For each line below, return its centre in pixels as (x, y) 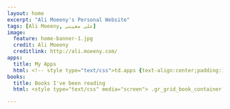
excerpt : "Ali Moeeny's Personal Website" (68, 20)
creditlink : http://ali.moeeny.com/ (65, 52)
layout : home (26, 13)
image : (16, 32)
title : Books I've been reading (60, 83)
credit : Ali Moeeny (41, 45)
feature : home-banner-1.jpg (53, 39)
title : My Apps (35, 64)
